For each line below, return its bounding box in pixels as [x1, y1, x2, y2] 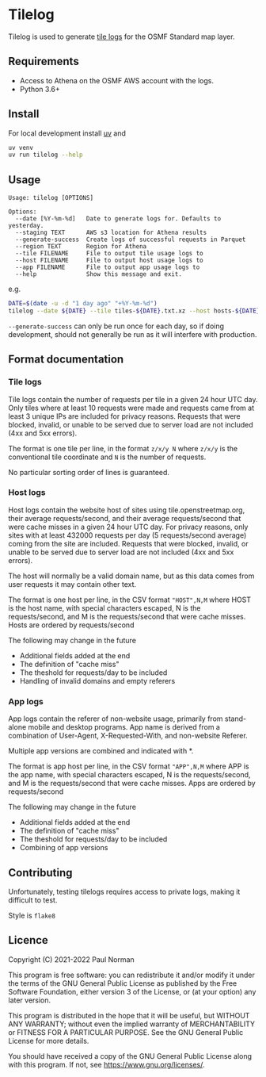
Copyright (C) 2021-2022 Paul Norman [8, 954, 135, 964]
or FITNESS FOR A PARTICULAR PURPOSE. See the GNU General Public [8, 1027, 244, 1037]
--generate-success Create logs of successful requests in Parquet [15, 236, 246, 243]
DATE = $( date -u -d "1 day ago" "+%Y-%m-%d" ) [8, 300, 158, 308]
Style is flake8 [8, 910, 55, 920]
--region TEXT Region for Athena [15, 243, 147, 251]
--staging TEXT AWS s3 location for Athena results [15, 228, 207, 237]
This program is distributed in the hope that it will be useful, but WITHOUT [8, 1010, 250, 1020]
